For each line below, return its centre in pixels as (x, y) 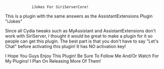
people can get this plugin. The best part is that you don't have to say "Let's (82, 41)
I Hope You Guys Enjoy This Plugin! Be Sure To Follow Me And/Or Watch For (82, 56)
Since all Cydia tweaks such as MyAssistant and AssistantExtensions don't (81, 31)
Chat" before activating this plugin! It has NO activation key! (66, 46)
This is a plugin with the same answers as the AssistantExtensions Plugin (79, 16)
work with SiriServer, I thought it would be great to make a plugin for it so (79, 36)
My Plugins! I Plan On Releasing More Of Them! (53, 61)
